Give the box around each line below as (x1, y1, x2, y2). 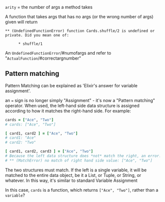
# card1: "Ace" (5, 135, 36, 140)
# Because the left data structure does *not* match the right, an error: (5, 154, 162, 159)
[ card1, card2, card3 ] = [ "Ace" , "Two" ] (5, 149, 93, 154)
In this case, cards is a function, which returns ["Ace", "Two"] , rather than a (5, 187, 159, 193)
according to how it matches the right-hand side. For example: (5, 108, 131, 114)
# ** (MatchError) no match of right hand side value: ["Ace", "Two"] (5, 158, 153, 163)
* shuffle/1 (18, 41, 43, 46)
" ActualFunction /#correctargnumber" (5, 55, 82, 61)
